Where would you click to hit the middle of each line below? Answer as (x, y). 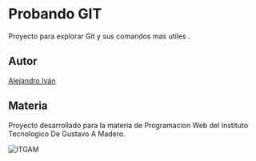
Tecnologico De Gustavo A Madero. (67, 134)
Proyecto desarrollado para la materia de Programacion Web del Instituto (128, 125)
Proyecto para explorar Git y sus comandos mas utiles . (99, 36)
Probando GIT (55, 14)
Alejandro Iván (32, 80)
